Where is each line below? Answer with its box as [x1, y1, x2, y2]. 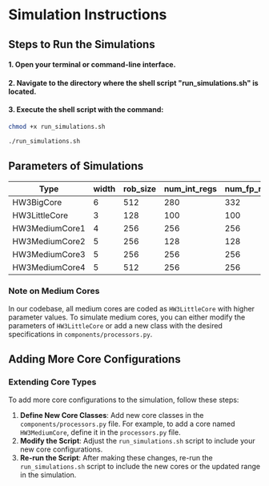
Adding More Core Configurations [8, 352, 182, 366]
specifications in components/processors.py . [8, 329, 153, 339]
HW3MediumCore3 [12, 248, 86, 259]
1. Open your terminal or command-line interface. [8, 60, 176, 70]
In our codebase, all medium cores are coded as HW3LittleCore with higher [8, 303, 255, 313]
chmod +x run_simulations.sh [8, 123, 106, 131]
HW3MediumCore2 [12, 235, 86, 247]
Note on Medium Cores [8, 286, 100, 297]
